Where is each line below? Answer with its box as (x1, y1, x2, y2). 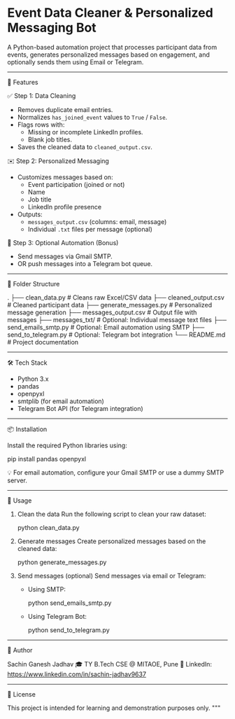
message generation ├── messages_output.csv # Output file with (7, 308, 197, 316)
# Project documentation (7, 337, 79, 346)
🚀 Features (7, 78, 38, 86)
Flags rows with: (17, 120, 65, 129)
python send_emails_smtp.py (27, 599, 112, 607)
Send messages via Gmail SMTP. (17, 252, 113, 260)
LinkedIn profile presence (27, 202, 102, 211)
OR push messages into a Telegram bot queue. (17, 259, 152, 267)
